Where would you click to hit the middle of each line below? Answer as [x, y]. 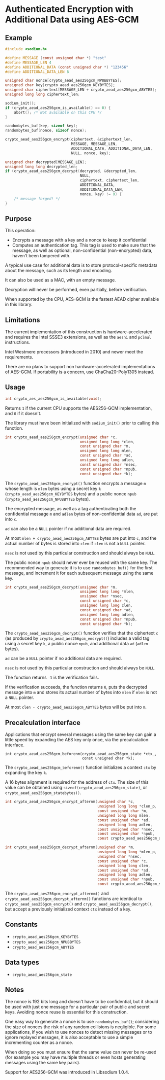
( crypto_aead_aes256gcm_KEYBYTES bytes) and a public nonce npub [71, 493]
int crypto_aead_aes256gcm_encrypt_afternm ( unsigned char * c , [70, 802]
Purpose [18, 219]
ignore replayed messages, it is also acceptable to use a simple [69, 1037]
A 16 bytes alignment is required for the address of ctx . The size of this [77, 782]
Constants [21, 924]
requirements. [19, 357]
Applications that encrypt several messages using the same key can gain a [81, 734]
